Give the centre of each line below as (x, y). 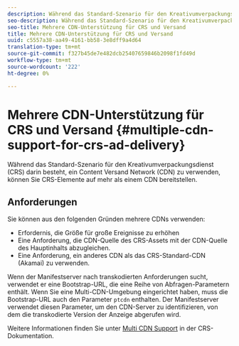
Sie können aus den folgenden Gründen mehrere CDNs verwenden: (106, 219)
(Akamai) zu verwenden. (54, 263)
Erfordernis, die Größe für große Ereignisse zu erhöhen (99, 233)
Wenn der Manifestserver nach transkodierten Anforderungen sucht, (108, 277)
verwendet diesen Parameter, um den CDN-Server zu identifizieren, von (113, 307)
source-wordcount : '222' (44, 67)
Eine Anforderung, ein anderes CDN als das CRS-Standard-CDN (112, 256)
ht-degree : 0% (28, 73)
